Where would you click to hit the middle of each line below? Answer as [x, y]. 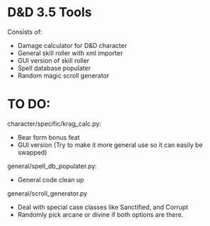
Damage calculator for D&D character [72, 45]
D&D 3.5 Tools [49, 12]
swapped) [32, 152]
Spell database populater [54, 68]
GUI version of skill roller [53, 60]
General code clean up [51, 179]
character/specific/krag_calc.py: [54, 124]
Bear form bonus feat [48, 137]
